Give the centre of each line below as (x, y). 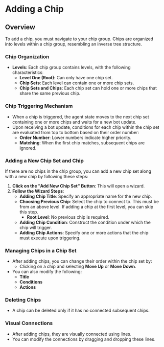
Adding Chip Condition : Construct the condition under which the (85, 222)
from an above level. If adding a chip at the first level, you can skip (86, 207)
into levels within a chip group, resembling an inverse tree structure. (74, 44)
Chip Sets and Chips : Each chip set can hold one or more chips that (88, 88)
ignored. (28, 148)
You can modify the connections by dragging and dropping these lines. (84, 339)
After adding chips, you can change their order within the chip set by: (82, 261)
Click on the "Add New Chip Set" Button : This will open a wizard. (79, 186)
